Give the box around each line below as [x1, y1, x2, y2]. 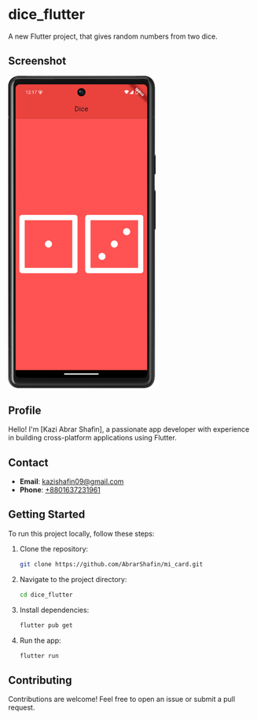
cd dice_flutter [19, 591, 73, 599]
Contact [8, 455, 49, 469]
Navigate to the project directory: [19, 574, 127, 584]
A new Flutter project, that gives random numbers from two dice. [8, 32, 218, 41]
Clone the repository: [19, 544, 89, 553]
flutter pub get [19, 621, 73, 629]
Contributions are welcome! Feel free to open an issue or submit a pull [8, 695, 236, 704]
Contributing [8, 674, 72, 687]
